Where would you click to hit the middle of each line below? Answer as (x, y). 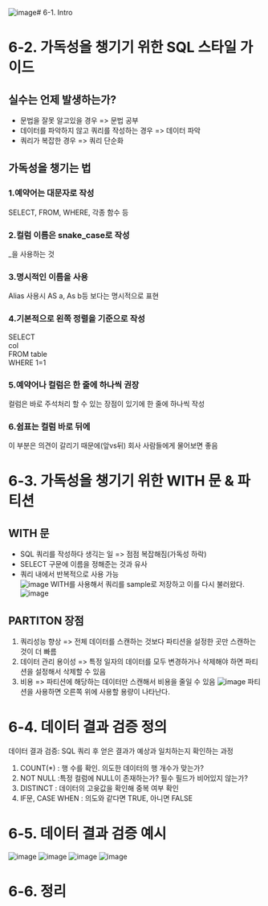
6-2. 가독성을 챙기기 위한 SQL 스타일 (123, 47)
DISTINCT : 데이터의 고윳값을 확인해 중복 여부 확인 (99, 788)
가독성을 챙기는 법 (50, 168)
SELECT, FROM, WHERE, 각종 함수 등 (69, 212)
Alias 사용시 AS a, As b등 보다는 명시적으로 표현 (83, 296)
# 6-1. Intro (55, 12)
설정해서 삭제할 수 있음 (71, 671)
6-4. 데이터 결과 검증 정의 (88, 727)
